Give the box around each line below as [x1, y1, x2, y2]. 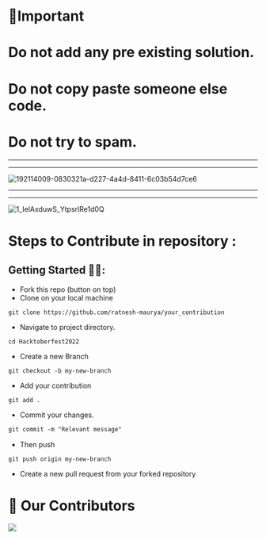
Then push [19, 440, 55, 450]
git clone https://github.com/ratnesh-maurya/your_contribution [8, 308, 225, 316]
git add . [8, 396, 41, 404]
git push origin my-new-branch [8, 455, 112, 463]
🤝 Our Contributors [8, 497, 136, 515]
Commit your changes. [19, 410, 94, 419]
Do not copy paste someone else [8, 79, 228, 98]
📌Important [8, 7, 85, 25]
